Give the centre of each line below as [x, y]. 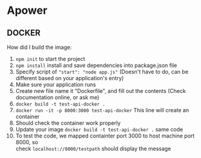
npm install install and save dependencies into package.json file [96, 65]
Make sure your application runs [56, 84]
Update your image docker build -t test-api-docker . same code [99, 129]
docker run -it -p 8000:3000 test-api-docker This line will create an [102, 110]
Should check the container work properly [68, 123]
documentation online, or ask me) [57, 97]
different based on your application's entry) [70, 78]
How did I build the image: [39, 47]
